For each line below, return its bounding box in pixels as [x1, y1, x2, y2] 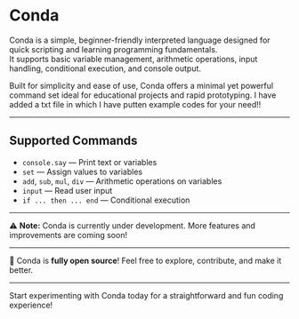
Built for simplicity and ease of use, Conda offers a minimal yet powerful [9, 80, 274, 91]
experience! [9, 299, 53, 310]
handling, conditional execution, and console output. [9, 63, 202, 74]
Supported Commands [9, 133, 138, 148]
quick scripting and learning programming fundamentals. [9, 44, 218, 54]
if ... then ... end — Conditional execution [21, 195, 190, 205]
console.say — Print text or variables [21, 156, 158, 167]
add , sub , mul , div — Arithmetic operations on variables [21, 175, 222, 187]
